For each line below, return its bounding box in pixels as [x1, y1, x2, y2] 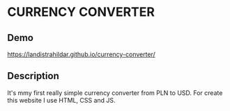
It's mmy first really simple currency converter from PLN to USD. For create [7, 88, 223, 97]
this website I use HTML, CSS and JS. [7, 96, 116, 104]
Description [7, 70, 59, 82]
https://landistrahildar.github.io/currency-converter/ [7, 50, 155, 58]
